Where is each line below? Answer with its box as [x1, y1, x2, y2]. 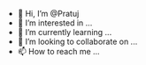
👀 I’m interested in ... [17, 18, 93, 28]
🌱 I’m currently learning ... [17, 27, 112, 37]
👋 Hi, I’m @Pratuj [17, 9, 80, 18]
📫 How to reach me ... [17, 47, 100, 56]
